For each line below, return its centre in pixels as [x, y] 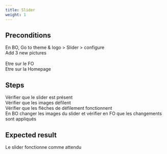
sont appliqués [21, 119]
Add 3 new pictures [26, 53]
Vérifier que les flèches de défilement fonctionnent [59, 108]
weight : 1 [16, 15]
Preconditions [28, 35]
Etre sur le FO [20, 64]
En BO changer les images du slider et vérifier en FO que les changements [84, 114]
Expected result [31, 135]
